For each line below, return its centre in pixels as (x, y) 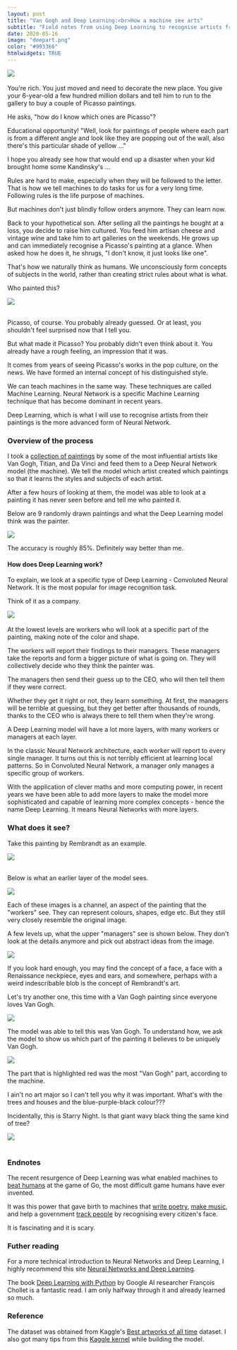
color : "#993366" (33, 47)
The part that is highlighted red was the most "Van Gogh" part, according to (117, 1073)
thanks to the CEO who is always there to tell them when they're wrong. (111, 716)
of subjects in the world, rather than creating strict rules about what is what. (117, 274)
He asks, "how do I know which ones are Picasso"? (82, 117)
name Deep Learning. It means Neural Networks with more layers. (103, 809)
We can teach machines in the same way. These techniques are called (109, 386)
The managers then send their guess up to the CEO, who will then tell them (116, 679)
